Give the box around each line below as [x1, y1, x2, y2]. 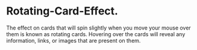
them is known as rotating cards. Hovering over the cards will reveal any [6, 30, 186, 37]
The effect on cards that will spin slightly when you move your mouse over [6, 24, 191, 31]
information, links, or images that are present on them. [6, 37, 141, 44]
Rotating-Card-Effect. [6, 4, 119, 18]
